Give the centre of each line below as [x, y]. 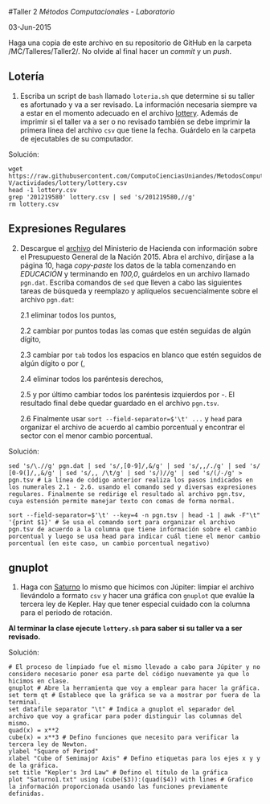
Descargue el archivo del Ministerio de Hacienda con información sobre [139, 248]
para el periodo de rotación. [66, 613]
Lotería [27, 77]
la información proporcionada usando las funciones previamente [118, 787]
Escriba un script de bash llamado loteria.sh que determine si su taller [137, 96]
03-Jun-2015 [30, 27]
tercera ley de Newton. [48, 745]
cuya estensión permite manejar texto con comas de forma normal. [122, 501]
